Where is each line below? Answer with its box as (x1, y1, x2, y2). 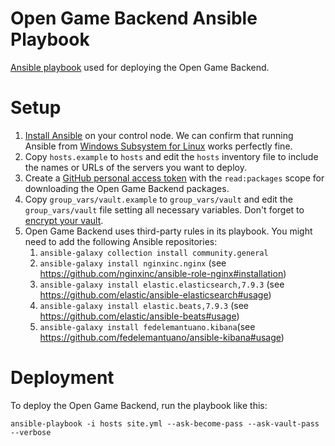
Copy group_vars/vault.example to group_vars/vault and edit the (24, 193, 293, 205)
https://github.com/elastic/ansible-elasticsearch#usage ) (39, 288, 272, 301)
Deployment (10, 367, 115, 389)
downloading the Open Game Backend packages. (24, 182, 230, 194)
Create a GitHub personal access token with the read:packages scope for (24, 172, 325, 184)
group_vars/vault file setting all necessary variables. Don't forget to (24, 203, 305, 216)
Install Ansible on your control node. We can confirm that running (24, 129, 294, 141)
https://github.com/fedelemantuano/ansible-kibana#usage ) (39, 331, 285, 343)
